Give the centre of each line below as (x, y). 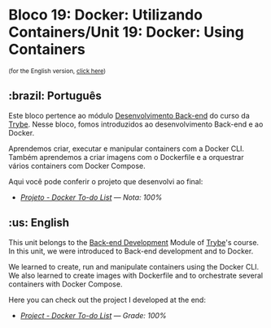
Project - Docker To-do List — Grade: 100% (93, 315)
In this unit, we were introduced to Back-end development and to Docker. (131, 251)
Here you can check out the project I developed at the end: (107, 300)
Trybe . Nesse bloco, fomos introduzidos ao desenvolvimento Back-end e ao (136, 124)
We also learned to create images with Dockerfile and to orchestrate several (135, 275)
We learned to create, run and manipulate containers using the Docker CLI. (134, 266)
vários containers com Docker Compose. (77, 166)
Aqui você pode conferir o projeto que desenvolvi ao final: (106, 181)
